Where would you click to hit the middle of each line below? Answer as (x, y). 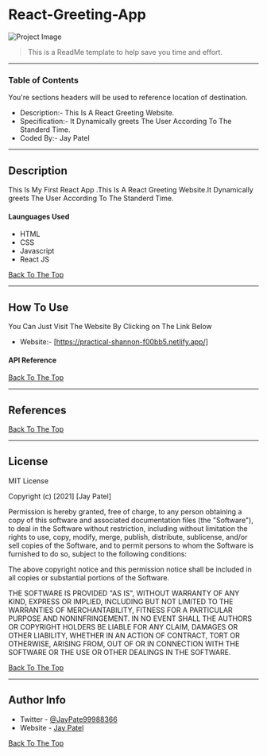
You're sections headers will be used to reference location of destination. (128, 98)
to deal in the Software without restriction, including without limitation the (128, 528)
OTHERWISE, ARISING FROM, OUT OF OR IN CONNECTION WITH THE (124, 644)
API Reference (33, 360)
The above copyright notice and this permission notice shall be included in (130, 569)
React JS (35, 259)
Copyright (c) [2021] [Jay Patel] (60, 496)
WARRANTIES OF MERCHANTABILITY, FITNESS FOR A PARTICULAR (120, 610)
